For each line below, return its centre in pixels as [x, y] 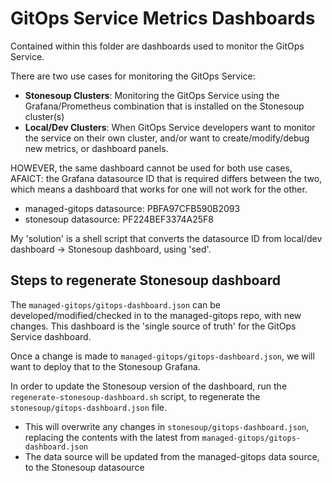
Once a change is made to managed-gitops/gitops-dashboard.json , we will [162, 356]
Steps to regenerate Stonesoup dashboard [146, 280]
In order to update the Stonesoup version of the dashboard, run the [149, 386]
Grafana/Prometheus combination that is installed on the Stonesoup [164, 106]
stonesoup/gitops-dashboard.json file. [89, 407]
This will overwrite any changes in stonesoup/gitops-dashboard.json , [167, 426]
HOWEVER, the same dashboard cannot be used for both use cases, [151, 168]
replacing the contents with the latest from [112, 437]
